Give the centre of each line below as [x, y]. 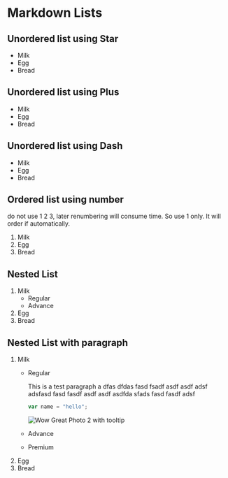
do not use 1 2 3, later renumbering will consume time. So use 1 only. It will [114, 216]
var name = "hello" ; [58, 407]
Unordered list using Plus [63, 92]
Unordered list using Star [63, 39]
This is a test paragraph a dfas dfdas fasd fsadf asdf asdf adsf [117, 386]
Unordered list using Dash [65, 146]
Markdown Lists [55, 13]
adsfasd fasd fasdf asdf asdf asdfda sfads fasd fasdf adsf [112, 394]
